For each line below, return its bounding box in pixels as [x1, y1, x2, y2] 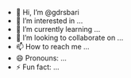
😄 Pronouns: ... [15, 53, 67, 63]
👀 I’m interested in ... [15, 16, 83, 25]
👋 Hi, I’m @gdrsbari [15, 8, 79, 17]
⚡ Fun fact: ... [15, 62, 60, 72]
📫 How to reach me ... [15, 42, 90, 51]
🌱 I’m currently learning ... [15, 25, 101, 33]
